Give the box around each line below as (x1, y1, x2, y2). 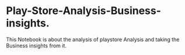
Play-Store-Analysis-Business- (6, 4, 162, 18)
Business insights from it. (6, 42, 67, 49)
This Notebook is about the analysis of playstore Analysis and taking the (6, 36, 180, 43)
